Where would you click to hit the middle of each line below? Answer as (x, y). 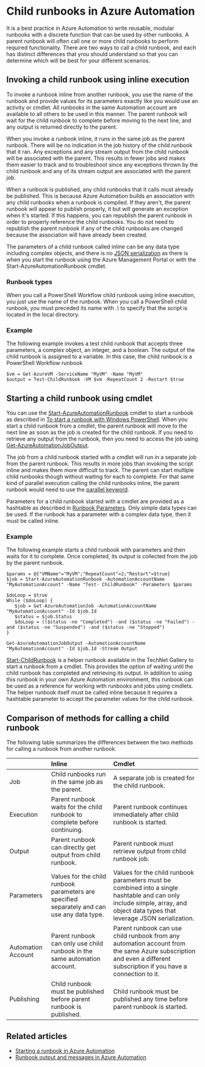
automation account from (149, 944)
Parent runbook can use (147, 929)
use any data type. (77, 914)
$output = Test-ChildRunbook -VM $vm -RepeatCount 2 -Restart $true (95, 379)
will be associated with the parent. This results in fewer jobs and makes (96, 158)
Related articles (37, 1036)
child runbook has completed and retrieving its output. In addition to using (99, 673)
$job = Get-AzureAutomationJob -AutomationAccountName (85, 606)
